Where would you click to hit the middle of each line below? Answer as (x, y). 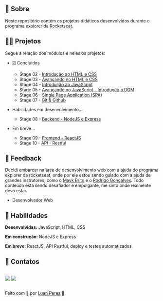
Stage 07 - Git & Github (43, 100)
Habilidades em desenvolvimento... (47, 109)
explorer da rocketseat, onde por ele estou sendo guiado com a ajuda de (78, 175)
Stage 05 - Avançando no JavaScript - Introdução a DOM (77, 90)
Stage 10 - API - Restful (43, 143)
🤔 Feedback (23, 158)
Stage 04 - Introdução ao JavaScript (56, 84)
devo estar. (16, 191)
